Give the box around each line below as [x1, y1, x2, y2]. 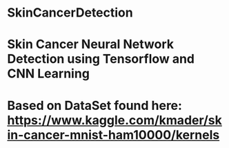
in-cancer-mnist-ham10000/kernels [7, 127, 220, 142]
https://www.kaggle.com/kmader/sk [7, 112, 223, 128]
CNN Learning [7, 66, 90, 82]
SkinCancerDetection [7, 5, 133, 21]
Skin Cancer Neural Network [7, 37, 175, 53]
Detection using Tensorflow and [7, 51, 195, 67]
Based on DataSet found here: [7, 98, 183, 113]
